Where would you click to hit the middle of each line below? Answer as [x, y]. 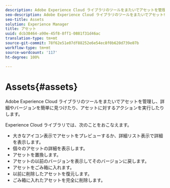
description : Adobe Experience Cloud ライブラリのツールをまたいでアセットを [82, 10]
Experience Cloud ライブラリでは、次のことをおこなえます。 [69, 125]
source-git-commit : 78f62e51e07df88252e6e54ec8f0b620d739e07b [72, 43]
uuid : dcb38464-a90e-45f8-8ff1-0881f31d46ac [53, 34]
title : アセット [21, 29]
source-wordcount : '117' [31, 52]
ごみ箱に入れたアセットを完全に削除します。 [59, 180]
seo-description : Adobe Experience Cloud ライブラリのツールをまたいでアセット [84, 15]
